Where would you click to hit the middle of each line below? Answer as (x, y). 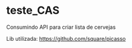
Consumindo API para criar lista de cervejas (61, 27)
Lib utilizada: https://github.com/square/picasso (66, 38)
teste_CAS (33, 10)
